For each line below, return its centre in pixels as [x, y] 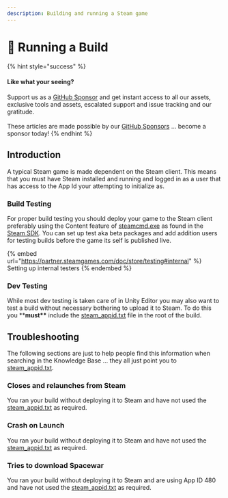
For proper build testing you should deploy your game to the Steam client [110, 218]
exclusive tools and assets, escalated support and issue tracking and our [110, 104]
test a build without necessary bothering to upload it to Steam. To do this [109, 308]
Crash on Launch [36, 425]
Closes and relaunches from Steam [67, 385]
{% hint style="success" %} [47, 66]
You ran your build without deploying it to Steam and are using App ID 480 [112, 480]
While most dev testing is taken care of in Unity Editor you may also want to [113, 301]
